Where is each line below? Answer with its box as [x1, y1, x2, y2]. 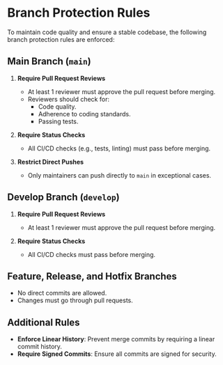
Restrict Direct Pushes [17, 157, 84, 166]
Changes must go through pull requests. [17, 296, 134, 304]
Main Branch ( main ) [7, 56, 92, 68]
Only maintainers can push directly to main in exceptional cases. [27, 171, 211, 179]
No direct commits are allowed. [17, 289, 107, 297]
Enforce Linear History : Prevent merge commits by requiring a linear [17, 335, 215, 343]
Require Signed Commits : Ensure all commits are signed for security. [17, 350, 217, 358]
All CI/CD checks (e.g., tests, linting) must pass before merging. [27, 144, 211, 153]
